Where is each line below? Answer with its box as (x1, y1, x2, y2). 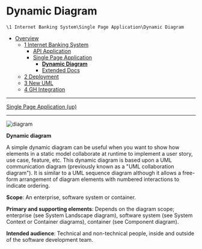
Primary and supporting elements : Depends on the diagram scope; (6, 205, 175, 212)
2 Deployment (23, 73, 59, 80)
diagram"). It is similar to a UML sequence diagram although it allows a (6, 169, 182, 176)
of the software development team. (6, 236, 93, 243)
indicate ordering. (6, 182, 50, 189)
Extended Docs (41, 66, 80, 73)
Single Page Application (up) (6, 103, 77, 110)
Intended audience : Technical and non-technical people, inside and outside (6, 230, 194, 237)
